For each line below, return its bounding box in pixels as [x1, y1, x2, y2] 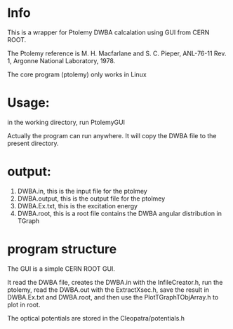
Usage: [7, 95, 51, 111]
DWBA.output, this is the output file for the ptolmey [17, 194, 166, 203]
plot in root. [7, 300, 41, 309]
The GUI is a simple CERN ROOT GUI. [7, 264, 116, 273]
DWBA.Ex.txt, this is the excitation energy [17, 201, 138, 210]
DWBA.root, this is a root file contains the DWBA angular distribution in [17, 209, 222, 217]
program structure [7, 241, 117, 257]
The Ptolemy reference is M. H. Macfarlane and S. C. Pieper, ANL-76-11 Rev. [7, 49, 227, 58]
